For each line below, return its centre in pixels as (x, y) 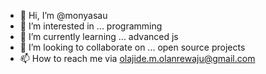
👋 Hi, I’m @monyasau (63, 15)
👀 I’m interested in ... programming (91, 26)
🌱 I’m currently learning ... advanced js (99, 36)
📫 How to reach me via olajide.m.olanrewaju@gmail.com (137, 58)
